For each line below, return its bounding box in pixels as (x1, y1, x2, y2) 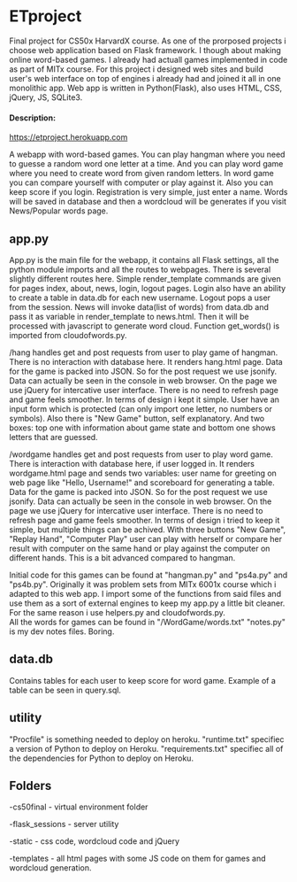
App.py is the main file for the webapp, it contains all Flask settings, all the (9, 254, 279, 265)
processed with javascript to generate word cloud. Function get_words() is (9, 321, 280, 331)
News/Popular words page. (9, 205, 109, 216)
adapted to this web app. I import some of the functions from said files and (9, 588, 281, 599)
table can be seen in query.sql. (9, 685, 122, 695)
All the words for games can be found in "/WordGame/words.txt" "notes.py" (9, 616, 286, 627)
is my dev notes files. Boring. (9, 626, 115, 637)
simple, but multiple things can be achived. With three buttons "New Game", (9, 524, 286, 535)
